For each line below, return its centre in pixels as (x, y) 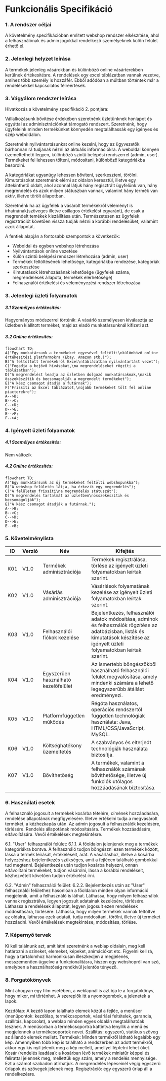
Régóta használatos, (115, 703)
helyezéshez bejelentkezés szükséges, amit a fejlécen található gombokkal (82, 860)
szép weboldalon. (23, 134)
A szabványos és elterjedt (121, 743)
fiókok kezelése (61, 637)
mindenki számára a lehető (123, 683)
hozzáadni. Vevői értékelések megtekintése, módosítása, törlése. (71, 922)
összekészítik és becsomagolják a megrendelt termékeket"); (68, 379)
